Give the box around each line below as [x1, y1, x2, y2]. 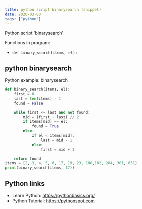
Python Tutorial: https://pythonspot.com [12, 198, 95, 204]
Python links [5, 179, 45, 188]
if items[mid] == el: [23, 119, 68, 124]
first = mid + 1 [40, 147, 75, 152]
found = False [14, 101, 43, 106]
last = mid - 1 [40, 138, 72, 143]
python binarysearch [5, 64, 72, 72]
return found [14, 156, 41, 161]
